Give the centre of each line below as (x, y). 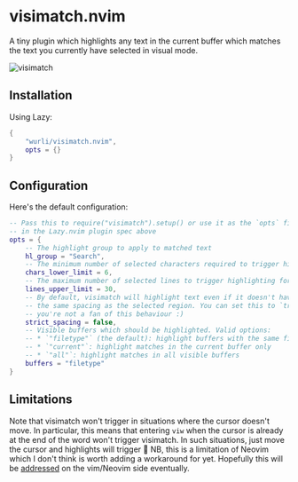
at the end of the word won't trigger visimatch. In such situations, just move (147, 439)
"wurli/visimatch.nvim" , (71, 141)
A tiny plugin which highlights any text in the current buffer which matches (145, 41)
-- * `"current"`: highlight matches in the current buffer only (149, 347)
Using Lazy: (31, 116)
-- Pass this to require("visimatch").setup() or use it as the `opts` (144, 224)
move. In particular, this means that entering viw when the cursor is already (146, 430)
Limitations (41, 400)
